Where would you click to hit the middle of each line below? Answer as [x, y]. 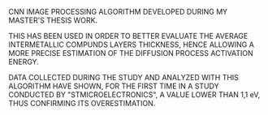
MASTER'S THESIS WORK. [53, 20]
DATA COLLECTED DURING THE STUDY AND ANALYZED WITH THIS [124, 77]
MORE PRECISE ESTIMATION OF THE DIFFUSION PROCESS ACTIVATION [131, 53]
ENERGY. [24, 62]
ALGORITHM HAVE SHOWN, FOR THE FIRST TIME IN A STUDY [114, 86]
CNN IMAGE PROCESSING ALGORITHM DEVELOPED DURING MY [118, 12]
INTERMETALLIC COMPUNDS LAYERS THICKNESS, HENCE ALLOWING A [131, 45]
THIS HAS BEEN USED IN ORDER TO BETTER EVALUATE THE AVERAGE [128, 36]
